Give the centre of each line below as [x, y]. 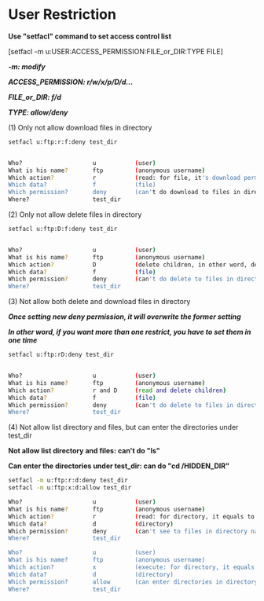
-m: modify [27, 66]
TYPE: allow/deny [38, 112]
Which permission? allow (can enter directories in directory [133, 582]
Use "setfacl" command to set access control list [90, 36]
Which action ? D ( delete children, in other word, [128, 265]
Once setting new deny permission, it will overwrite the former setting [125, 317]
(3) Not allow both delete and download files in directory [99, 302]
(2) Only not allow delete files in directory [75, 214]
